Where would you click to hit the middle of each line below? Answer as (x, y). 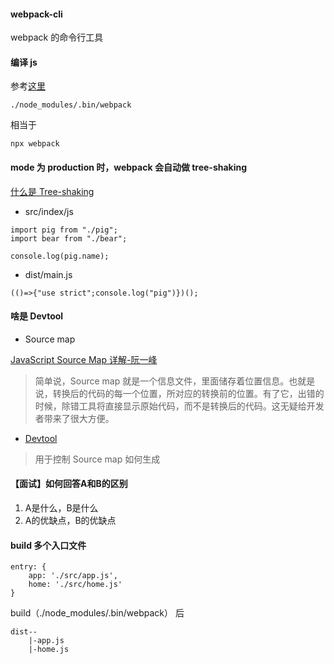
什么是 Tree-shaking (52, 191)
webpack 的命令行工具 (57, 37)
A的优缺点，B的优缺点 (70, 521)
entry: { (28, 567)
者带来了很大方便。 (74, 418)
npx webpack (35, 144)
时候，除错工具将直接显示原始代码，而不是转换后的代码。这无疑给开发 (179, 406)
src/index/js (49, 211)
